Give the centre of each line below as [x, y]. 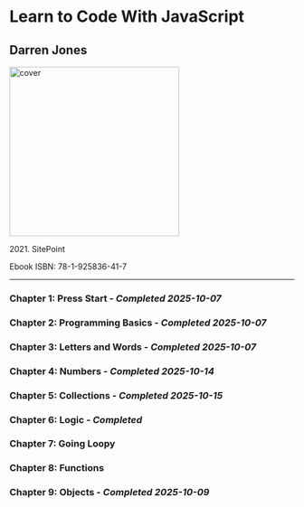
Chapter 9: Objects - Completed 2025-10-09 [109, 493]
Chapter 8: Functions [57, 468]
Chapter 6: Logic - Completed [76, 419]
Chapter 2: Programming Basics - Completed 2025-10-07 [138, 323]
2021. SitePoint [38, 249]
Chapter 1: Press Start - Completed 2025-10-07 [115, 298]
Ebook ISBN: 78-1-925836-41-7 [68, 267]
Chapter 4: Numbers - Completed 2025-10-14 [112, 371]
